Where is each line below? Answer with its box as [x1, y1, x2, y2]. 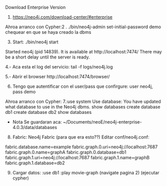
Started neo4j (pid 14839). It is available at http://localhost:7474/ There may [5, 49, 162, 54]
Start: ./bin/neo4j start [12, 39, 59, 45]
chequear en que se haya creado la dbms [5, 29, 92, 35]
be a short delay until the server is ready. [5, 54, 90, 60]
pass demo [12, 89, 36, 95]
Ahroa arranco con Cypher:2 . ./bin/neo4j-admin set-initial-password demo [5, 24, 161, 30]
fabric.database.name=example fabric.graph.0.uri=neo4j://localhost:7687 [5, 144, 158, 150]
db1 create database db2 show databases [5, 109, 92, 115]
